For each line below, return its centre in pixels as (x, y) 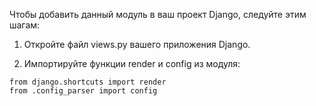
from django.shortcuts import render (88, 82)
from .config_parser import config (83, 91)
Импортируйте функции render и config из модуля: (132, 63)
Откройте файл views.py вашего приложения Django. (137, 44)
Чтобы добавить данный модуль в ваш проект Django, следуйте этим (158, 14)
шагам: (25, 25)
